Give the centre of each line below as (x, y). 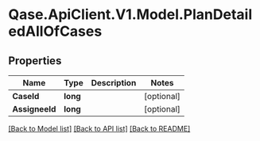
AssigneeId (34, 109)
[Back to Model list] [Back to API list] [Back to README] (99, 129)
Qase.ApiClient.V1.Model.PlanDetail (130, 15)
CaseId (26, 96)
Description (114, 83)
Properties (35, 61)
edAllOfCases (55, 31)
